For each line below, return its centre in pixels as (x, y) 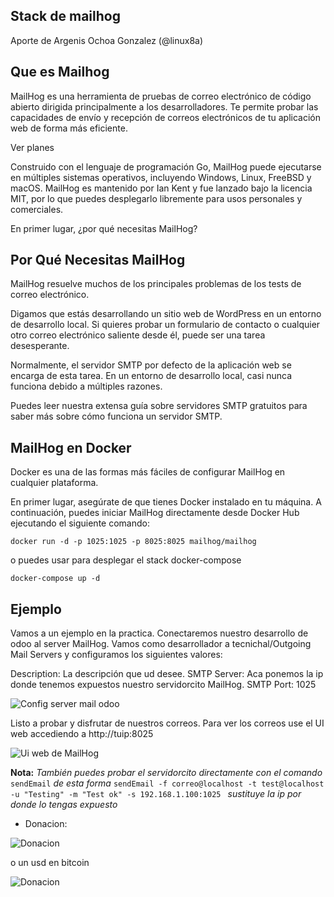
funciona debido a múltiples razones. (86, 386)
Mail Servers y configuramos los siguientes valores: (116, 655)
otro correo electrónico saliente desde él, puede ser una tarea (138, 335)
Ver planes (32, 147)
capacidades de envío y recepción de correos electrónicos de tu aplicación (165, 117)
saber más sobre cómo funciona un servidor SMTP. (116, 416)
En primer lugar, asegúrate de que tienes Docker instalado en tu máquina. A (166, 502)
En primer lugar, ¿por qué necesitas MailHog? (104, 228)
